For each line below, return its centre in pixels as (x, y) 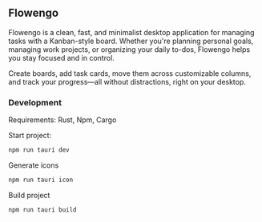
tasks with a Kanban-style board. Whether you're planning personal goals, (131, 41)
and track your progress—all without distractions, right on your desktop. (127, 81)
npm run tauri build (43, 210)
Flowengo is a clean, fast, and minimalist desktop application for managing (131, 32)
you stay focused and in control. (61, 57)
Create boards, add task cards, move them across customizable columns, (130, 73)
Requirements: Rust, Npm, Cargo (62, 120)
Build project (29, 195)
